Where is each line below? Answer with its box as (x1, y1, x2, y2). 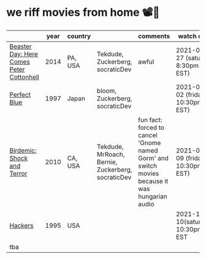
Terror (9, 169, 28, 178)
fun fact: (137, 115, 162, 124)
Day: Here (9, 50, 39, 58)
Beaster (9, 42, 32, 50)
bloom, (97, 86, 117, 95)
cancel (137, 130, 158, 139)
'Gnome (137, 138, 161, 147)
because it (137, 176, 169, 185)
